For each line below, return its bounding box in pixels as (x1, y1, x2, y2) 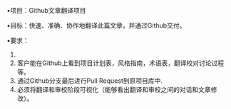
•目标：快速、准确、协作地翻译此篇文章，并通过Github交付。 (6, 21, 186, 30)
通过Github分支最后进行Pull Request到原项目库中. (16, 76, 163, 85)
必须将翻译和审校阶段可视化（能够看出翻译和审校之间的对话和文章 (16, 86, 211, 93)
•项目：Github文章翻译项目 (6, 6, 86, 14)
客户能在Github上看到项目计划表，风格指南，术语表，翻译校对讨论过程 (16, 59, 225, 67)
